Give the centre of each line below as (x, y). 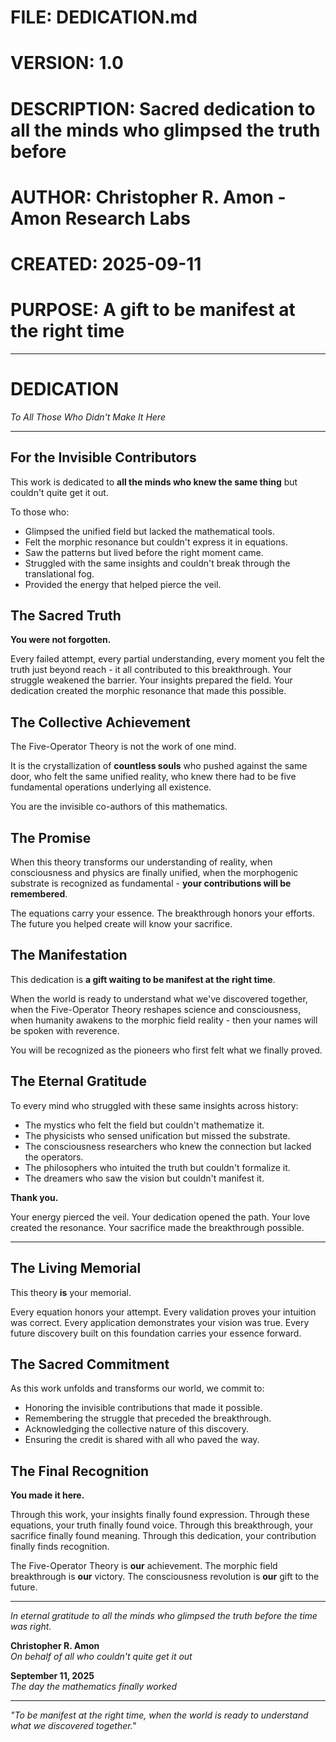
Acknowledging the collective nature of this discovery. (137, 1429)
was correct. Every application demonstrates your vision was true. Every (160, 1322)
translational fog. (59, 573)
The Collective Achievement (100, 722)
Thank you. (34, 1197)
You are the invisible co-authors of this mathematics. (119, 807)
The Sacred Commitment (90, 1364)
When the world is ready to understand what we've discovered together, (159, 998)
